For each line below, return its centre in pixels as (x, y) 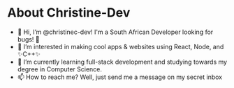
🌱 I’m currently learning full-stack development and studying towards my (122, 62)
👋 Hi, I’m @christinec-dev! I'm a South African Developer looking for (115, 32)
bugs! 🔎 (28, 39)
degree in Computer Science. (60, 69)
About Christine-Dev (69, 13)
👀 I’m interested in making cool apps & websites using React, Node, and (120, 46)
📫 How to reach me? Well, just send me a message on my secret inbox (119, 77)
